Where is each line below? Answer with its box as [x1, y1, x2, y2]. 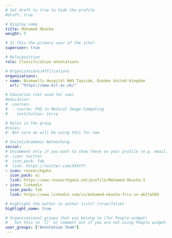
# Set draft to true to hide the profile [5, 7, 95, 13]
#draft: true [5, 12, 33, 17]
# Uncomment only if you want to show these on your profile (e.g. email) [5, 149, 168, 154]
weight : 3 [5, 31, 27, 36]
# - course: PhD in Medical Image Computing [5, 106, 104, 112]
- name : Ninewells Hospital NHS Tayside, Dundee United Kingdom [5, 78, 145, 83]
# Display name [5, 22, 38, 27]
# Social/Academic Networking [5, 139, 70, 144]
